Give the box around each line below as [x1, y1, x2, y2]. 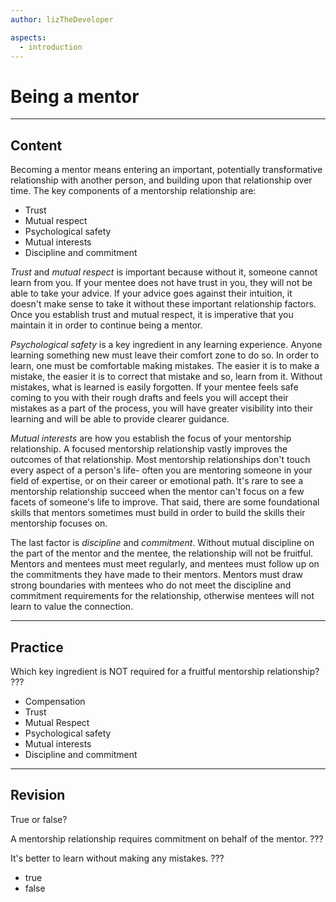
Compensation [24, 695, 86, 707]
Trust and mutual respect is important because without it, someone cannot [10, 266, 318, 278]
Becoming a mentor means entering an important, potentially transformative [10, 164, 323, 176]
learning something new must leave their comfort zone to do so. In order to [10, 349, 320, 361]
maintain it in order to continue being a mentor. [10, 319, 203, 331]
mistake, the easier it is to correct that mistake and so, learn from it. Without [10, 371, 323, 383]
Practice [10, 639, 64, 656]
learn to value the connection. [10, 601, 134, 613]
